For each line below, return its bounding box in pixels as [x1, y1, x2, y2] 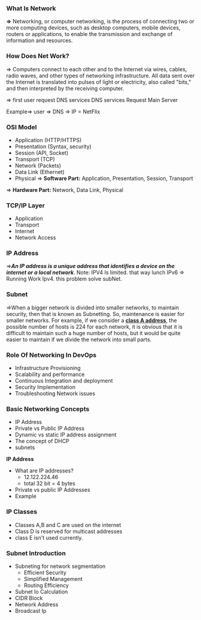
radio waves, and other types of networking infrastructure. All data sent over [6, 72, 195, 79]
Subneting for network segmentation [14, 562, 106, 570]
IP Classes [6, 508, 38, 516]
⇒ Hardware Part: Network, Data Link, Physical [6, 186, 124, 193]
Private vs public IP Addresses [14, 486, 91, 493]
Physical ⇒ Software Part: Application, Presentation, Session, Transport [14, 174, 193, 182]
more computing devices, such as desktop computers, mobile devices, [6, 24, 181, 31]
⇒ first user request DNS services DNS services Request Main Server [6, 96, 178, 103]
